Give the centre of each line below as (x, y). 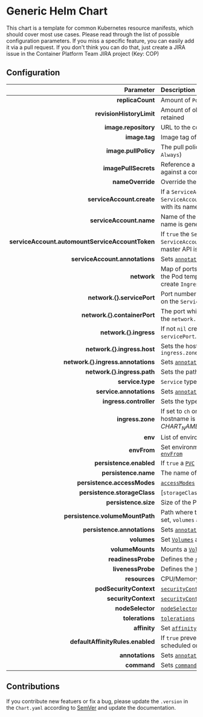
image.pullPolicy (130, 151)
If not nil (174, 328)
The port (173, 311)
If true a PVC (178, 463)
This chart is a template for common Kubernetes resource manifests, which (100, 28)
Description (178, 90)
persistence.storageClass (117, 492)
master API (176, 249)
